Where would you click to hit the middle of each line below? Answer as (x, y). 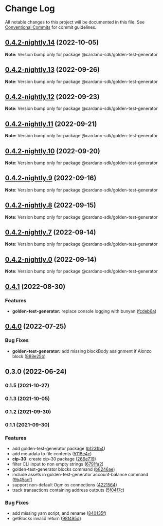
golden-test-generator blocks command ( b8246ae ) (63, 469)
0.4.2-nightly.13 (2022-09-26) (52, 70)
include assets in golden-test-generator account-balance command (80, 474)
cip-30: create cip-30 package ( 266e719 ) (54, 459)
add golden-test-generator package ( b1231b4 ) (59, 448)
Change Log (30, 9)
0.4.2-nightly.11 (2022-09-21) (51, 124)
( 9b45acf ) (22, 480)
